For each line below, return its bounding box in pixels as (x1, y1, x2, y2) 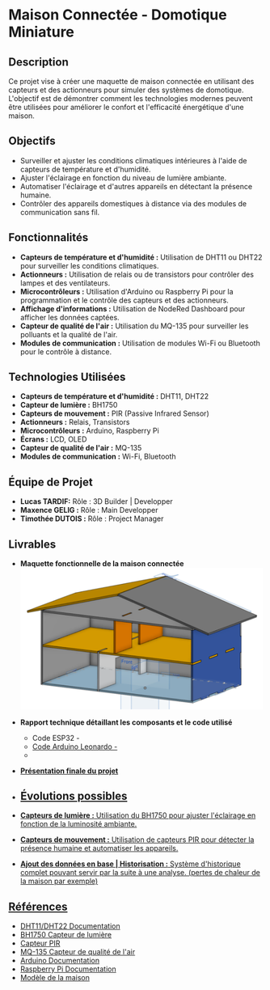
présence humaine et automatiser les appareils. (19, 844, 179, 853)
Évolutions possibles (19, 789, 128, 802)
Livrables (8, 537, 57, 551)
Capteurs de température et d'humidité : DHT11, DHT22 (19, 391, 209, 401)
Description (8, 55, 69, 69)
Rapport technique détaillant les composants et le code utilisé (19, 717, 233, 727)
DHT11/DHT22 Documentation (19, 921, 120, 931)
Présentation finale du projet (19, 766, 119, 776)
